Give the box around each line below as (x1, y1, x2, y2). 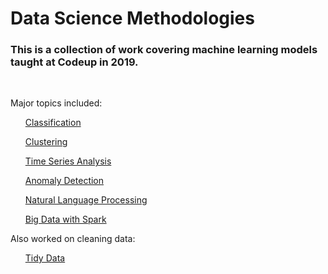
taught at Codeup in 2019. (10, 55, 139, 69)
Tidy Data (24, 252, 66, 264)
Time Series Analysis (24, 155, 112, 167)
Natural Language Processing (24, 194, 148, 206)
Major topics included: (10, 97, 103, 109)
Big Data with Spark (24, 213, 107, 226)
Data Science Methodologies (10, 7, 255, 30)
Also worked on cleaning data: (10, 233, 136, 245)
